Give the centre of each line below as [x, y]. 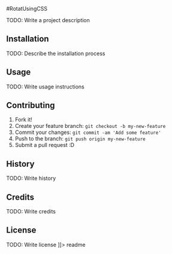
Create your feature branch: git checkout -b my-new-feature [90, 126]
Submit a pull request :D [45, 145]
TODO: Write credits [31, 212]
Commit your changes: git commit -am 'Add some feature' [88, 132]
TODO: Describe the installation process [56, 53]
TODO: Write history [31, 178]
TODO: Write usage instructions [46, 87]
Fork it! [24, 120]
